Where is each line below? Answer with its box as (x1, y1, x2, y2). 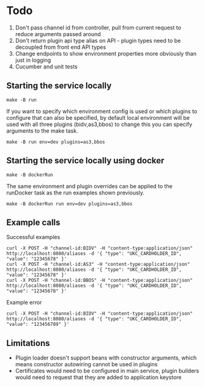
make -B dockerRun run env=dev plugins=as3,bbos (6, 201, 133, 207)
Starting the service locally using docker (6, 155, 165, 166)
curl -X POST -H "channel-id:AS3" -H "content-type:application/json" (6, 261, 190, 268)
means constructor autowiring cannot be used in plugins (15, 361, 158, 368)
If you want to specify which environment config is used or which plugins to (6, 108, 198, 115)
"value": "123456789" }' (6, 322, 70, 328)
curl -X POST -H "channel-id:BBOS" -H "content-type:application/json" (6, 278, 193, 284)
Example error (6, 299, 42, 306)
